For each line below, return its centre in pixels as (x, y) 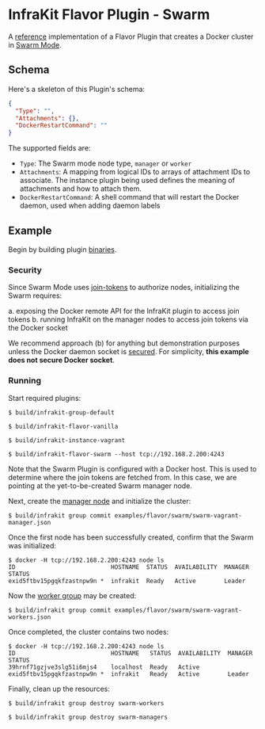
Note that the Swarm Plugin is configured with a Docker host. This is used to (132, 468)
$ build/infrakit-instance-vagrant (67, 440)
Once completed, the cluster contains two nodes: (89, 632)
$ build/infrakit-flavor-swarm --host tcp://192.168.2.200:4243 (116, 454)
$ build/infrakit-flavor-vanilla (63, 426)
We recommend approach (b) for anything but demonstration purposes (124, 343)
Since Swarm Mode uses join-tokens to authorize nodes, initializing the (124, 288)
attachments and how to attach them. (81, 189)
